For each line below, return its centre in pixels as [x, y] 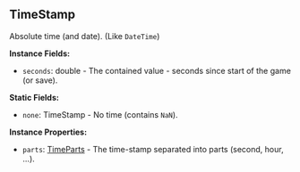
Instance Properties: [48, 132]
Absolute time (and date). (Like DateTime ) [85, 36]
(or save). [40, 80]
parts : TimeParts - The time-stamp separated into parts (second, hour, [153, 149]
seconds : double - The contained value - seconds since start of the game [156, 70]
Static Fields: [34, 97]
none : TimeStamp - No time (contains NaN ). [100, 114]
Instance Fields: [39, 53]
